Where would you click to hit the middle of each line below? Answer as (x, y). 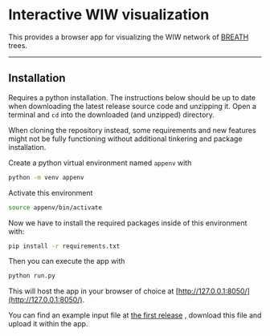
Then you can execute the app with (67, 261)
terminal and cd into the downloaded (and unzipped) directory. (112, 115)
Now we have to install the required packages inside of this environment (128, 223)
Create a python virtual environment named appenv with (100, 163)
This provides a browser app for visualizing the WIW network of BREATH (129, 37)
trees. (18, 45)
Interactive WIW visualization (109, 15)
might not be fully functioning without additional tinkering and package (125, 139)
